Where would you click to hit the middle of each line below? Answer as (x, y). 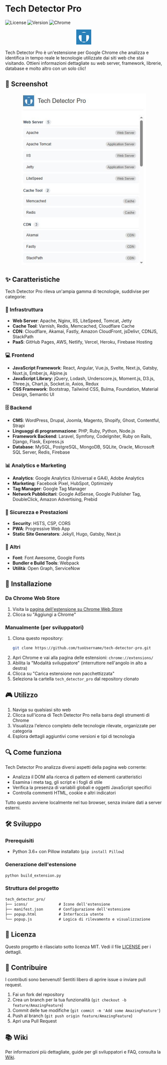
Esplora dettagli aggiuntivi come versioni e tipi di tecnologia (74, 736)
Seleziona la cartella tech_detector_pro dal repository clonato (76, 679)
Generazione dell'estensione (41, 865)
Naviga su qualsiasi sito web (42, 709)
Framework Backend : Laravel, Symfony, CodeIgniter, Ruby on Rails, (82, 436)
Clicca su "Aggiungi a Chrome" (44, 614)
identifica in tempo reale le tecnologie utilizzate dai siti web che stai (75, 57)
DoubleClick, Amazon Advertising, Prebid (55, 500)
